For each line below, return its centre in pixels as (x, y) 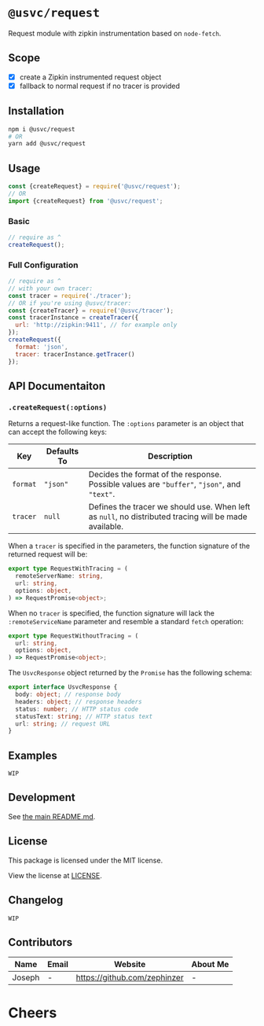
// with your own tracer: (50, 289)
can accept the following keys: (58, 432)
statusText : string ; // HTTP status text (84, 716)
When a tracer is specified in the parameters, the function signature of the (129, 546)
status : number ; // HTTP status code (77, 709)
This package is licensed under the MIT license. (86, 860)
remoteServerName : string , (59, 576)
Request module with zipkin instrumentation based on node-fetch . (115, 33)
